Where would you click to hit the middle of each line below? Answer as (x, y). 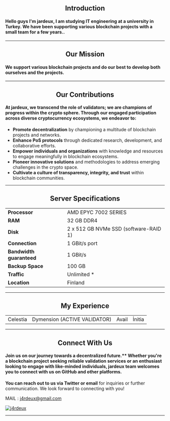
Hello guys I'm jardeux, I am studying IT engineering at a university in (80, 21)
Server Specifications (85, 199)
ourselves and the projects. (35, 72)
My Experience (85, 306)
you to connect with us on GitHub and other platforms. (64, 372)
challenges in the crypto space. (45, 167)
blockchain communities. (38, 178)
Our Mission (85, 54)
